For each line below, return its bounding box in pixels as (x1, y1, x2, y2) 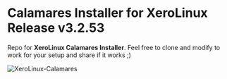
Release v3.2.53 (7, 20, 105, 36)
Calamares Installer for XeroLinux (7, 5, 208, 21)
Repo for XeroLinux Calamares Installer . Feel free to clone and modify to (7, 43, 221, 51)
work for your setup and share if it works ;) (7, 51, 132, 59)
